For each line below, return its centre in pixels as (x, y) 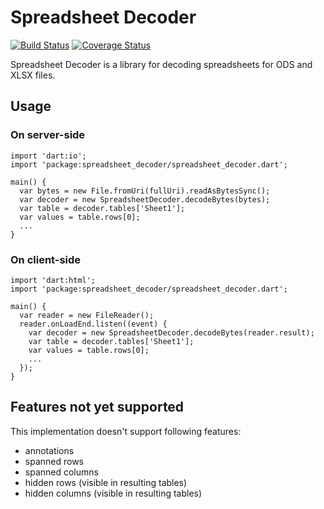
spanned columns (61, 472)
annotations (49, 450)
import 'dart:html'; (53, 280)
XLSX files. (33, 75)
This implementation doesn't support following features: (126, 431)
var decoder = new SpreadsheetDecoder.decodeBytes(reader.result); (171, 332)
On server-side (48, 135)
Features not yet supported (97, 407)
